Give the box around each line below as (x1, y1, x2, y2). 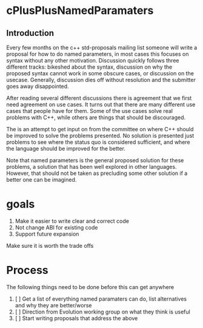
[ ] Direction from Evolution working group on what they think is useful (15, 308, 191, 315)
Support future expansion (15, 230, 79, 237)
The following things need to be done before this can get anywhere (6, 283, 175, 290)
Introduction (6, 28, 55, 38)
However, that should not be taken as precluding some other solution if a (6, 169, 188, 177)
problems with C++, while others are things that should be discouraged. (6, 114, 186, 121)
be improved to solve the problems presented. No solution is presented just (6, 132, 195, 139)
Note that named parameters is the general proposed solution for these (6, 157, 184, 164)
